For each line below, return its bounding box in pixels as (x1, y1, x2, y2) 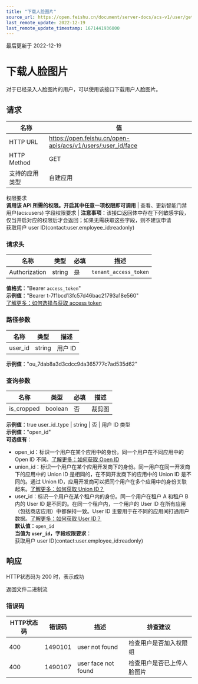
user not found (77, 643, 118, 651)
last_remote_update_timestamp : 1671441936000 (6, 25, 120, 31)
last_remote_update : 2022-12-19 (6, 20, 85, 25)
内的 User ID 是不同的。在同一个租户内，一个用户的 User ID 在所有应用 (14, 500, 186, 507)
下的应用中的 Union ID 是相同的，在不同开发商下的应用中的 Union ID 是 (14, 470, 187, 477)
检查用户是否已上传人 (128, 659, 188, 667)
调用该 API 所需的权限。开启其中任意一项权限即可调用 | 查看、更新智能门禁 (6, 202, 187, 209)
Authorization (9, 268, 47, 276)
